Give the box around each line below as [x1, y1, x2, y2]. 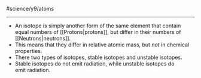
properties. [14, 48, 42, 54]
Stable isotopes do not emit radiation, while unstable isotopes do [14, 60, 175, 67]
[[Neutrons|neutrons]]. [14, 35, 71, 42]
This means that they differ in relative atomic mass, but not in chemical [14, 41, 190, 48]
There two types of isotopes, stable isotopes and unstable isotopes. [14, 54, 182, 61]
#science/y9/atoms [6, 5, 54, 12]
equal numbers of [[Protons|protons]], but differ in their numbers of [14, 29, 181, 35]
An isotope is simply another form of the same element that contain [14, 22, 181, 29]
